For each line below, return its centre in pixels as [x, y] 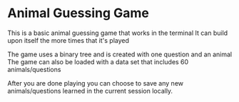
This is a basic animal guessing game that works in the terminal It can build [118, 33]
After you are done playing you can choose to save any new [96, 83]
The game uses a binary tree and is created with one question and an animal [120, 54]
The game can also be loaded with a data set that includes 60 [98, 61]
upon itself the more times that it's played [68, 40]
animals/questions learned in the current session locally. [90, 91]
